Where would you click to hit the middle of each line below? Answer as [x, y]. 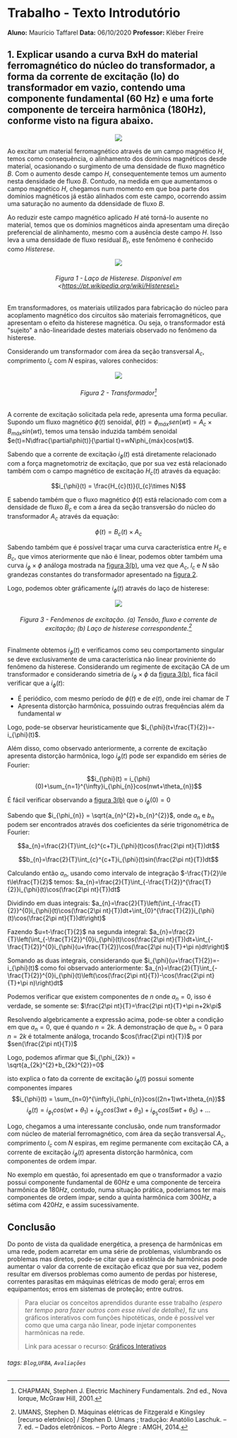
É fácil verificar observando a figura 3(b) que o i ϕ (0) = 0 [89, 801]
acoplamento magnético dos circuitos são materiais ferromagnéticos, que [114, 315]
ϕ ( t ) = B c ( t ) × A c [119, 532]
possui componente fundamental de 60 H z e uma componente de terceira [114, 1183]
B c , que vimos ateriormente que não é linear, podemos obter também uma [115, 557]
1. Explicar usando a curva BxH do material [103, 55]
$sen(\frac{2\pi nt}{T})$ [42, 1044]
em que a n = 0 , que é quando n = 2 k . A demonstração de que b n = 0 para [115, 1028]
